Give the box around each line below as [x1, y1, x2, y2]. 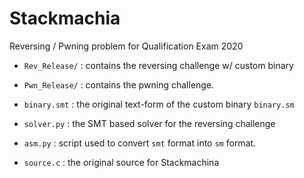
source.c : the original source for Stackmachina [23, 156, 220, 168]
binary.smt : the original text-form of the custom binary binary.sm [23, 98, 295, 110]
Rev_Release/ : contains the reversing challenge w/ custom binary [23, 59, 294, 71]
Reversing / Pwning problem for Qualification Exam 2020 [9, 40, 244, 52]
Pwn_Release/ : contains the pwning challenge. [23, 78, 215, 91]
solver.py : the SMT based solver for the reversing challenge [23, 117, 276, 129]
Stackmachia [9, 7, 121, 30]
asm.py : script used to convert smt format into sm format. [23, 137, 257, 149]
